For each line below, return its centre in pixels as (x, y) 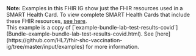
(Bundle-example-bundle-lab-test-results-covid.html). (74, 34)
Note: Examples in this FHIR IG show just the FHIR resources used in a (95, 8)
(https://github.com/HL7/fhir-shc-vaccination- (64, 40)
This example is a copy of (39, 27)
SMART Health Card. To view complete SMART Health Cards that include (98, 14)
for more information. (112, 47)
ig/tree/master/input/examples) (45, 47)
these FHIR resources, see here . (47, 21)
